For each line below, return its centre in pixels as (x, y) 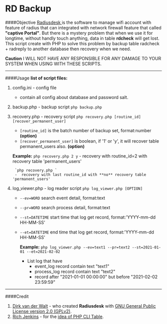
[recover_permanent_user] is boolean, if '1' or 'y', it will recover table (89, 141)
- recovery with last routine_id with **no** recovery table (81, 174)
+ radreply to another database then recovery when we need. (68, 49)
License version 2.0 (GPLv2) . (42, 311)
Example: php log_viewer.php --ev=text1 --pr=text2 (75, 247)
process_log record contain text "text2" (75, 271)
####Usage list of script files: (37, 78)
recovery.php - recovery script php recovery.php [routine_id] (77, 116)
